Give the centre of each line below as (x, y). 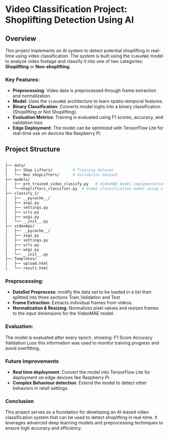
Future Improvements (32, 361)
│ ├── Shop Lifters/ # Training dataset (59, 170)
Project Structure (33, 149)
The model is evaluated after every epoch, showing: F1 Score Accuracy (79, 337)
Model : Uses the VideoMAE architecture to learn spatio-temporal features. (88, 101)
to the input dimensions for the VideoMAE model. (63, 313)
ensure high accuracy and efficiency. (44, 428)
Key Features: (23, 79)
